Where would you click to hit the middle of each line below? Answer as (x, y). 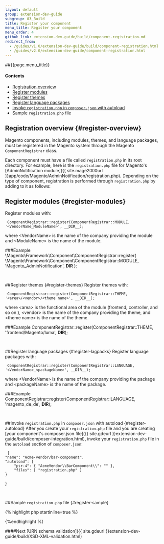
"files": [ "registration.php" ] (48, 470)
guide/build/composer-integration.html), (46, 439)
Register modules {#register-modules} (66, 201)
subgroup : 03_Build (25, 19)
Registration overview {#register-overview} (73, 128)
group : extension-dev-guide (34, 14)
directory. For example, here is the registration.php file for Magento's (76, 165)
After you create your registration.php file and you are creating (90, 428)
